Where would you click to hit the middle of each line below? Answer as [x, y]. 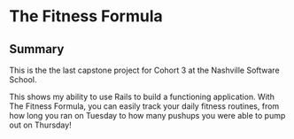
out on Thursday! [41, 125]
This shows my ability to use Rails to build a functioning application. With [142, 97]
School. [23, 80]
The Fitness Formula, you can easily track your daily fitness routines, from [144, 106]
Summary [37, 49]
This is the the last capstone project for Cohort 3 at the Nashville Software [145, 70]
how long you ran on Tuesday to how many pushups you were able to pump [147, 116]
